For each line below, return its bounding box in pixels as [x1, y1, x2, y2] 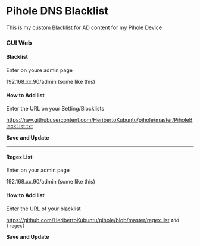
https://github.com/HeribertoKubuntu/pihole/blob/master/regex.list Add [6, 216, 179, 223]
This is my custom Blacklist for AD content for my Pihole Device [6, 24, 162, 31]
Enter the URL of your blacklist [6, 205, 81, 212]
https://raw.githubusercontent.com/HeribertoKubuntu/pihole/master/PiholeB [6, 116, 193, 124]
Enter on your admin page [6, 166, 70, 174]
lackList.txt [6, 123, 33, 130]
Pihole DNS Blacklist [6, 4, 108, 18]
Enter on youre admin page [6, 67, 73, 74]
